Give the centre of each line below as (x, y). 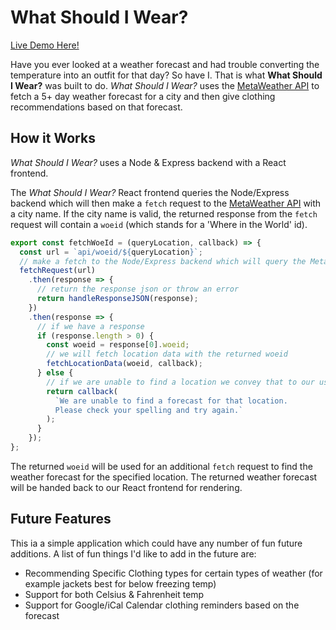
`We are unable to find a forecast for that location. (171, 401)
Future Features (61, 519)
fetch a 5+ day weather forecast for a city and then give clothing (143, 96)
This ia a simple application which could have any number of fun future (156, 543)
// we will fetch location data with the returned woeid (167, 354)
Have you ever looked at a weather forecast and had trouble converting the (165, 64)
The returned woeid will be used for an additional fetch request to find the (161, 466)
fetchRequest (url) (58, 271)
